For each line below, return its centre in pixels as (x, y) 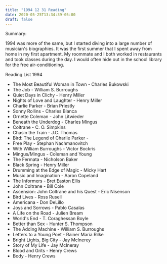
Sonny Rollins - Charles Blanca (45, 111)
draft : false (19, 19)
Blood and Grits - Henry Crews (45, 251)
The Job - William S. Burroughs (45, 90)
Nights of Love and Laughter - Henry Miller (57, 100)
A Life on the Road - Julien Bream (48, 213)
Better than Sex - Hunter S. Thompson (52, 224)
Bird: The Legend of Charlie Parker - (50, 138)
